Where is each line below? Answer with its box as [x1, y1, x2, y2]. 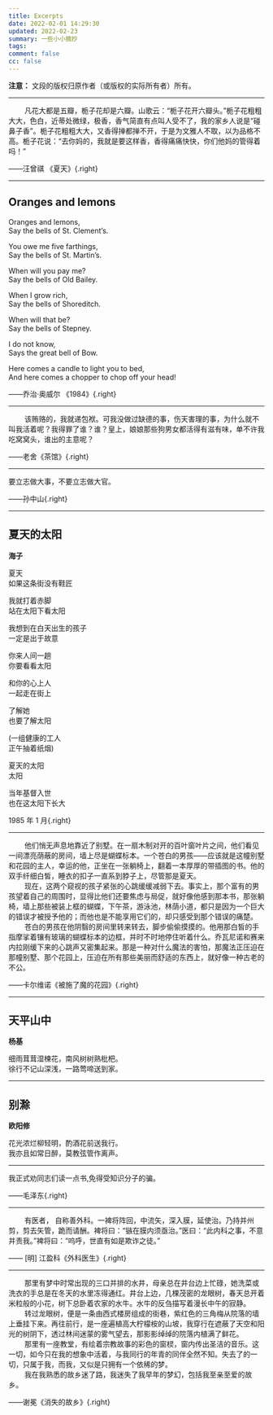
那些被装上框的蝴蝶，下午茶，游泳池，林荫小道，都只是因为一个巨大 [36, 901, 265, 911]
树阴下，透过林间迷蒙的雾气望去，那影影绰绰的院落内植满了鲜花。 [22, 1329, 244, 1339]
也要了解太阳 [8, 716, 51, 725]
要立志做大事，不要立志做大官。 [8, 476, 115, 486]
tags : [8, 42, 27, 50]
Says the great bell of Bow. [8, 348, 98, 357]
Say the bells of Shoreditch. [8, 299, 102, 309]
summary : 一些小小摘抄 [8, 34, 78, 43]
